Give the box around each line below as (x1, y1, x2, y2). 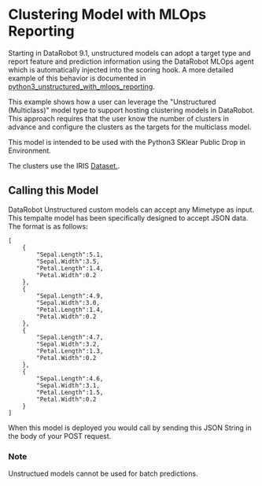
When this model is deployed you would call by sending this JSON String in (8, 423, 252, 432)
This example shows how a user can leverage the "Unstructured (8, 97, 216, 106)
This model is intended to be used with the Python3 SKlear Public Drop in (8, 137, 246, 147)
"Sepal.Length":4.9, (36, 291, 104, 300)
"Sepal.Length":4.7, (36, 333, 104, 341)
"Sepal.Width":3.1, (36, 381, 101, 389)
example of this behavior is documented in (8, 73, 146, 83)
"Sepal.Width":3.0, (36, 299, 101, 306)
